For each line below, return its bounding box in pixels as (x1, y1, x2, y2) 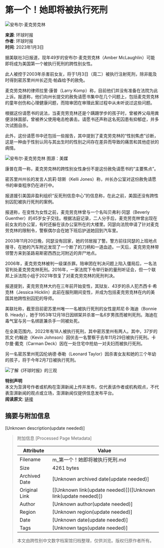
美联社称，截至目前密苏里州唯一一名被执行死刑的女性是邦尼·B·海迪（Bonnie (5, 306, 157, 311)
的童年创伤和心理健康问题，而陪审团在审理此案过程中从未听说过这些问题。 (5, 100, 155, 106)
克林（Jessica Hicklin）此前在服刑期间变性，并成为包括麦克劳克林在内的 (5, 289, 151, 295)
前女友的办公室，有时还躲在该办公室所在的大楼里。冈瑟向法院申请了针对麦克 (5, 221, 159, 227)
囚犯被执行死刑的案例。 (9, 198, 57, 204)
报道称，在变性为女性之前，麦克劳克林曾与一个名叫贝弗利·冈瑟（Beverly (5, 209, 150, 215)
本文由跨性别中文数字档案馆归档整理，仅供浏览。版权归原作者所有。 (17, 537, 154, 543)
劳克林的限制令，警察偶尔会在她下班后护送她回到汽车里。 (5, 227, 121, 233)
